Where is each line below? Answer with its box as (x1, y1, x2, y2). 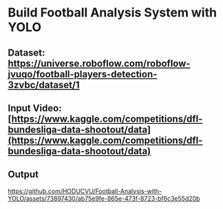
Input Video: (8, 102, 62, 114)
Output (8, 168, 39, 180)
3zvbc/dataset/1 (8, 79, 80, 91)
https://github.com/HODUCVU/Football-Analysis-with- (8, 187, 162, 195)
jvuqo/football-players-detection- (8, 68, 158, 80)
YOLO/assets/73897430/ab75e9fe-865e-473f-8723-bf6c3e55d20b (8, 194, 200, 202)
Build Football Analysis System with (8, 5, 217, 21)
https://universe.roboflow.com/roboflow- (8, 57, 191, 69)
